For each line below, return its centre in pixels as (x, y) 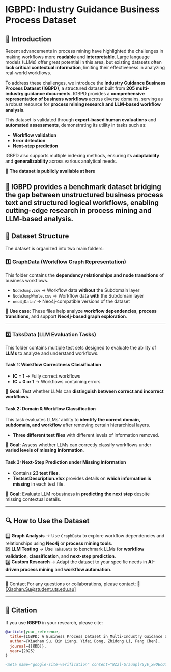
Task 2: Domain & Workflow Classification (51, 408)
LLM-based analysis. (39, 219)
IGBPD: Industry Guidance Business (83, 9)
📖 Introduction (28, 39)
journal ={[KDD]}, (28, 646)
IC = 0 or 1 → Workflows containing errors (56, 381)
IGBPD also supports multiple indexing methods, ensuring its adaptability (82, 156)
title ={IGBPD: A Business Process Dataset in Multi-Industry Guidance (86, 636)
